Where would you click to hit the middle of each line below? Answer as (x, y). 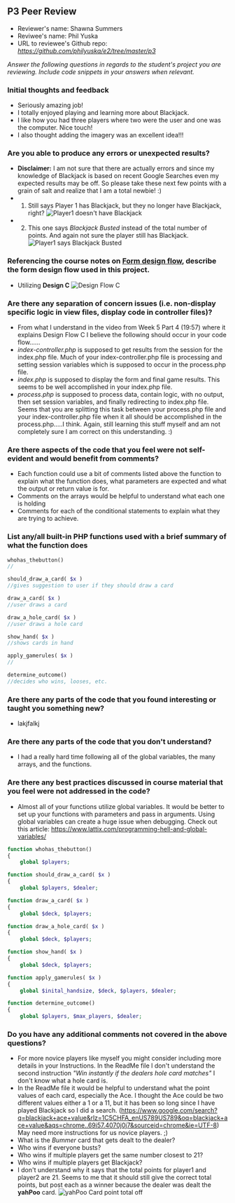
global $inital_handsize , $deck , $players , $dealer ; (98, 991)
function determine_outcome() (51, 1003)
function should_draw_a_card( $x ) (59, 875)
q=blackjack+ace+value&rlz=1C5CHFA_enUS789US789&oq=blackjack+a (122, 1118)
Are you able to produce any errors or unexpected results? (108, 154)
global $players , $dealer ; (59, 888)
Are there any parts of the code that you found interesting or (112, 699)
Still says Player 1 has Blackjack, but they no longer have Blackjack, (124, 205)
